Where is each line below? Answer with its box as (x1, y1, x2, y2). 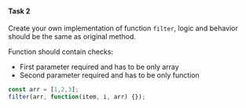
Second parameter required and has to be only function (19, 70, 200, 80)
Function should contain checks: (8, 47, 114, 56)
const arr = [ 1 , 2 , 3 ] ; (8, 86, 79, 94)
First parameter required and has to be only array (19, 63, 179, 72)
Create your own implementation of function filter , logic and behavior (8, 23, 238, 33)
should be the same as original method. (8, 32, 136, 41)
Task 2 (8, 6, 31, 16)
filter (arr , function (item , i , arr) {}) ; (8, 93, 146, 101)
